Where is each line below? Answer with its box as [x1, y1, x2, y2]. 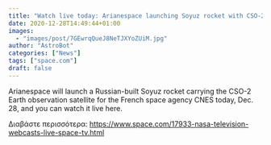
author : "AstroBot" [8, 42, 74, 50]
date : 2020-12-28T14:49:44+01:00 [8, 19, 121, 27]
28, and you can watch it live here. [8, 103, 123, 113]
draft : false [8, 64, 52, 72]
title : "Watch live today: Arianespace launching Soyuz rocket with [8, 11, 244, 20]
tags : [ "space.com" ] [8, 57, 78, 65]
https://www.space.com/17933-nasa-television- [89, 118, 249, 129]
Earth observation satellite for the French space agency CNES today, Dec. [8, 94, 254, 105]
